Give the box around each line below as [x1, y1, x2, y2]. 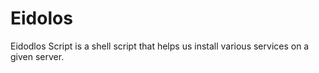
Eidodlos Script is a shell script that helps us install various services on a [10, 40, 310, 52]
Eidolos [10, 7, 73, 30]
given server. [10, 50, 65, 62]
